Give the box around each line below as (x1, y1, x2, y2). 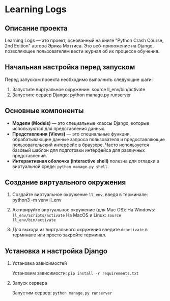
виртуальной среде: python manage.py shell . (12, 163, 109, 169)
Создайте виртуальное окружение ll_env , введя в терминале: (12, 191, 148, 198)
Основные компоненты (5, 106, 84, 115)
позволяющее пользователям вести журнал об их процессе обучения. (5, 48, 160, 54)
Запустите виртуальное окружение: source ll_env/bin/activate (12, 86, 146, 92)
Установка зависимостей (12, 260, 67, 266)
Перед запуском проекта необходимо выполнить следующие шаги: (5, 76, 153, 83)
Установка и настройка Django (5, 247, 108, 255)
